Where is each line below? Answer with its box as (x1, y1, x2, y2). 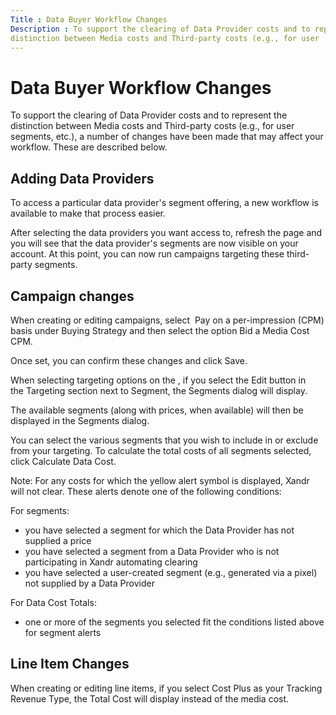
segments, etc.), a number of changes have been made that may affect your (10, 131, 324, 143)
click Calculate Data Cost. (10, 455, 117, 467)
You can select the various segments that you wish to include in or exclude (10, 434, 319, 446)
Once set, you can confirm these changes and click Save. (10, 354, 248, 366)
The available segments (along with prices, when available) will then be (10, 404, 304, 416)
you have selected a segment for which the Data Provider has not (24, 524, 295, 536)
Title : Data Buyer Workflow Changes (10, 14, 168, 25)
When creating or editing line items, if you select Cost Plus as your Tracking (10, 682, 323, 694)
